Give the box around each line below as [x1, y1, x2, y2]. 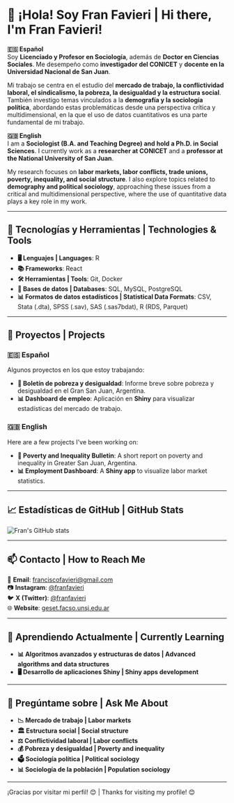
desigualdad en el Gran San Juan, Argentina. [17, 387, 146, 395]
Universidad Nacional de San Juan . [7, 67, 111, 76]
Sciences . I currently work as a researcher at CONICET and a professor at [7, 146, 223, 155]
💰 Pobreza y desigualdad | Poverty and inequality [17, 744, 165, 752]
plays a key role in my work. [7, 197, 87, 205]
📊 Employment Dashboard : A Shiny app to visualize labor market [17, 467, 208, 475]
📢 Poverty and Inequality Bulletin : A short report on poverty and [17, 451, 203, 460]
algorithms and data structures [17, 660, 110, 669]
